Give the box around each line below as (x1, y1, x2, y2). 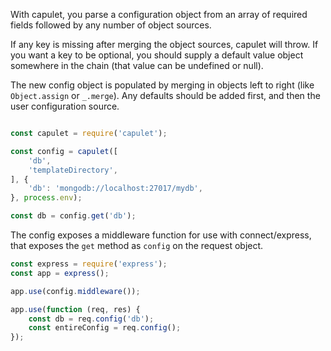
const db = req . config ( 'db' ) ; (28, 314, 155, 324)
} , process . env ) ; (10, 193, 83, 203)
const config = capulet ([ (10, 146, 118, 156)
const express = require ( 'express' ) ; (10, 259, 168, 269)
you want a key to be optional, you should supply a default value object (10, 49, 304, 61)
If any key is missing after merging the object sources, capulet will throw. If (10, 39, 319, 50)
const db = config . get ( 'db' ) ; (10, 211, 137, 221)
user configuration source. (10, 100, 120, 112)
